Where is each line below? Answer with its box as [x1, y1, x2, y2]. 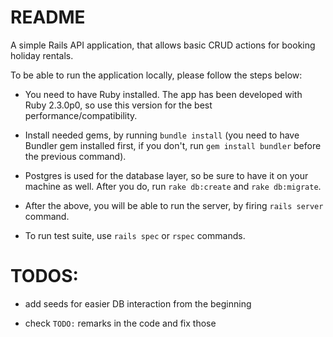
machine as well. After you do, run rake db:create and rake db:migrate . [24, 180, 322, 192]
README [10, 6, 86, 29]
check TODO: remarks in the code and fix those [24, 317, 217, 329]
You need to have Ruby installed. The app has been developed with [24, 88, 303, 100]
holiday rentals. [10, 49, 74, 61]
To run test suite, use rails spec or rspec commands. [24, 229, 246, 241]
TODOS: [10, 265, 79, 288]
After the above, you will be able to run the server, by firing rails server [24, 199, 324, 211]
